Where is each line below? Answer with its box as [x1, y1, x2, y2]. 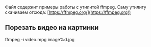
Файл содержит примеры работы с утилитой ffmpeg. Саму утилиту [5, 4, 147, 10]
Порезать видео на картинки [5, 23, 99, 32]
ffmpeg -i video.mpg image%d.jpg [5, 36, 75, 42]
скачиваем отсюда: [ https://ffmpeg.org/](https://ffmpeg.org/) [5, 9, 131, 15]
